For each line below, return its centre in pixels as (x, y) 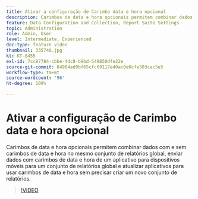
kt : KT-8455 (21, 56)
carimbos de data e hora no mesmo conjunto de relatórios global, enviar (95, 153)
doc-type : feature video (37, 45)
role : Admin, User (29, 34)
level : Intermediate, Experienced (49, 39)
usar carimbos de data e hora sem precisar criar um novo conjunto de (92, 172)
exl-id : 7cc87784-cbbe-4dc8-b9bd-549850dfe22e (65, 61)
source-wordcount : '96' (36, 78)
